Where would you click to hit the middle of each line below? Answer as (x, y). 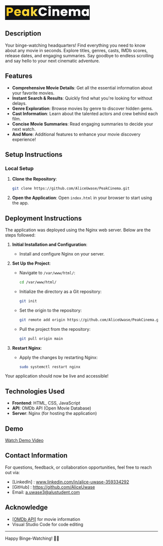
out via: (13, 472)
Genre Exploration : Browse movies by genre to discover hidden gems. (82, 108)
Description (23, 34)
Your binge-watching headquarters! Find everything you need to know (75, 45)
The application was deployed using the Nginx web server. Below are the (78, 230)
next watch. (24, 129)
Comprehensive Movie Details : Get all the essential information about (82, 87)
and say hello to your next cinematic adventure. (53, 61)
